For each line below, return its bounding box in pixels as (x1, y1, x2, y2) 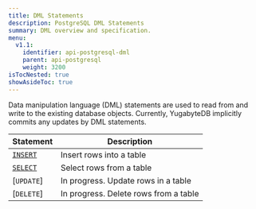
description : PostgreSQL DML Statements (8, 19, 145, 27)
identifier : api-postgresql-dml (22, 48, 130, 56)
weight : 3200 (22, 64, 66, 72)
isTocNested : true (8, 71, 69, 79)
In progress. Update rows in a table (60, 175, 191, 186)
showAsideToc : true (8, 78, 73, 86)
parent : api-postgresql (22, 56, 102, 64)
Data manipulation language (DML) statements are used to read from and (8, 100, 249, 110)
